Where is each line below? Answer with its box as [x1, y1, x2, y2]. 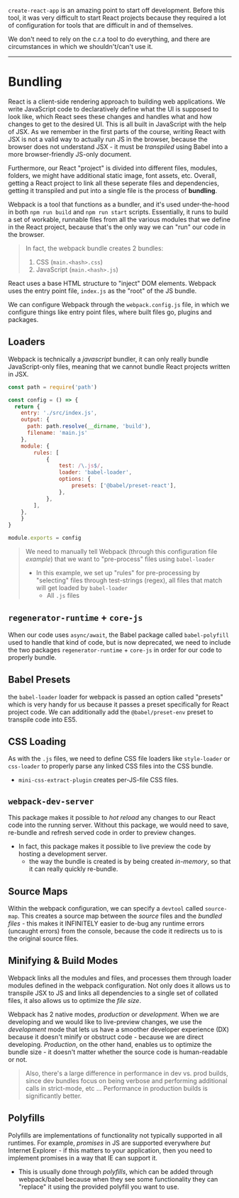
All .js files [46, 592, 80, 599]
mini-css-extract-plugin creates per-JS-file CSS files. [18, 776, 179, 784]
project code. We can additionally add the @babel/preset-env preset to [8, 707, 213, 716]
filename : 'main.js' [26, 429, 88, 436]
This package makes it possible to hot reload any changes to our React [8, 814, 216, 822]
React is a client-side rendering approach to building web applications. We [8, 97, 226, 106]
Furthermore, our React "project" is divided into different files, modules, [8, 163, 218, 172]
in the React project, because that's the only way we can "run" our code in [8, 223, 226, 231]
